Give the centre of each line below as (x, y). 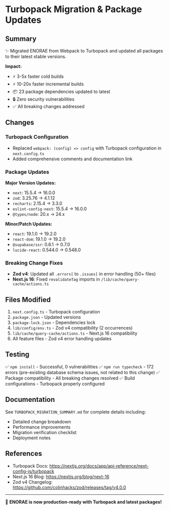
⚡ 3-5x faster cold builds (38, 76)
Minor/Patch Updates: (29, 224)
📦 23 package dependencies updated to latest (61, 91)
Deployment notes (31, 438)
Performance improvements (41, 427)
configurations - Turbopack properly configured (55, 384)
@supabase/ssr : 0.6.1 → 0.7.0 (41, 244)
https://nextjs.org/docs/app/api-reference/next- (99, 466)
